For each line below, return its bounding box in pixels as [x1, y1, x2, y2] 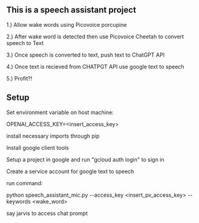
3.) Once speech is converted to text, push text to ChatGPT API [6, 51, 165, 58]
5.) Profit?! [6, 74, 32, 82]
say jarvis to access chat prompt [6, 210, 88, 217]
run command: [6, 179, 43, 186]
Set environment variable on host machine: [6, 108, 114, 116]
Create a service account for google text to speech [6, 168, 134, 175]
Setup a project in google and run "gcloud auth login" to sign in [6, 155, 164, 163]
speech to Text [6, 39, 44, 46]
